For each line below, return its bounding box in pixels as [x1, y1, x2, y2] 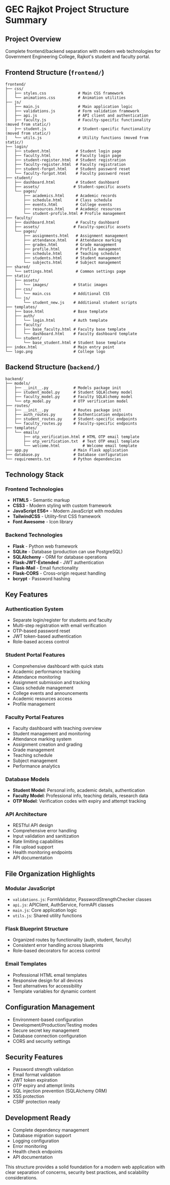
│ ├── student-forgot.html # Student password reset [5, 166, 130, 172]
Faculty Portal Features [5, 714, 64, 721]
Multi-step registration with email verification [12, 623, 107, 629]
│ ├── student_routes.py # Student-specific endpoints [5, 416, 138, 421]
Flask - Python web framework [12, 543, 78, 549]
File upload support [12, 844, 54, 850]
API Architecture [5, 811, 47, 818]
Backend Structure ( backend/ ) [5, 363, 100, 372]
